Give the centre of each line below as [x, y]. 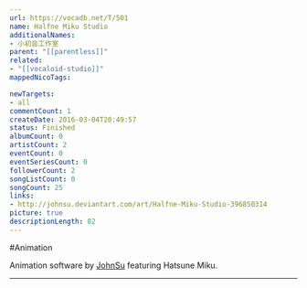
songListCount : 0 [42, 179]
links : [22, 196]
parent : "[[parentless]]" [58, 52]
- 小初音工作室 [34, 43]
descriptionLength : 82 [53, 221]
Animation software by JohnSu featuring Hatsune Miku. [114, 265]
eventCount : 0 [37, 154]
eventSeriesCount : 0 [49, 162]
